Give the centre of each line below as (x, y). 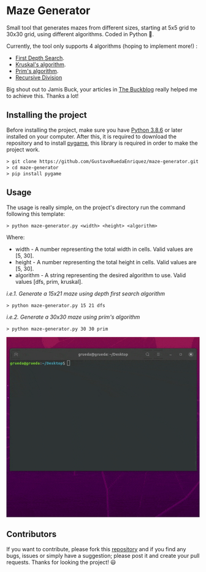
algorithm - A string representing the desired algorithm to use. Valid (100, 275)
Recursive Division (39, 77)
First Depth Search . (40, 58)
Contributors (32, 534)
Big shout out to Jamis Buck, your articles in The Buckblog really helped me (102, 89)
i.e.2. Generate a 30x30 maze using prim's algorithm (73, 317)
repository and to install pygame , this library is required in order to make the (102, 143)
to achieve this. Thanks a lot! (43, 96)
